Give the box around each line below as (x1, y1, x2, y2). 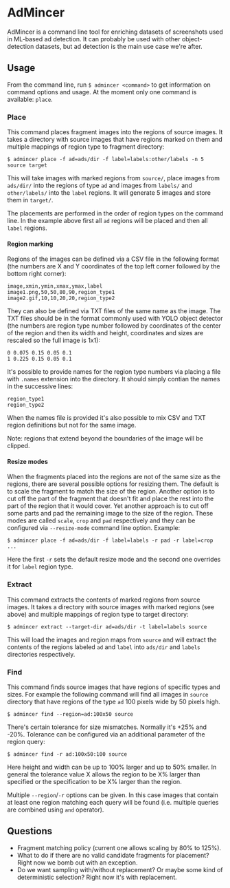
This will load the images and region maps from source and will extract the (7, 635, 217, 644)
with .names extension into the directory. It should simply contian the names (7, 375, 220, 383)
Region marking (7, 240, 54, 248)
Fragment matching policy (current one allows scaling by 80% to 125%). (16, 843, 222, 852)
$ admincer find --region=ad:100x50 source (7, 711, 134, 718)
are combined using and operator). (7, 805, 104, 814)
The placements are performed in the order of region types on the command (7, 209, 224, 218)
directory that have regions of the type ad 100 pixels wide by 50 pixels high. (7, 697, 221, 706)
